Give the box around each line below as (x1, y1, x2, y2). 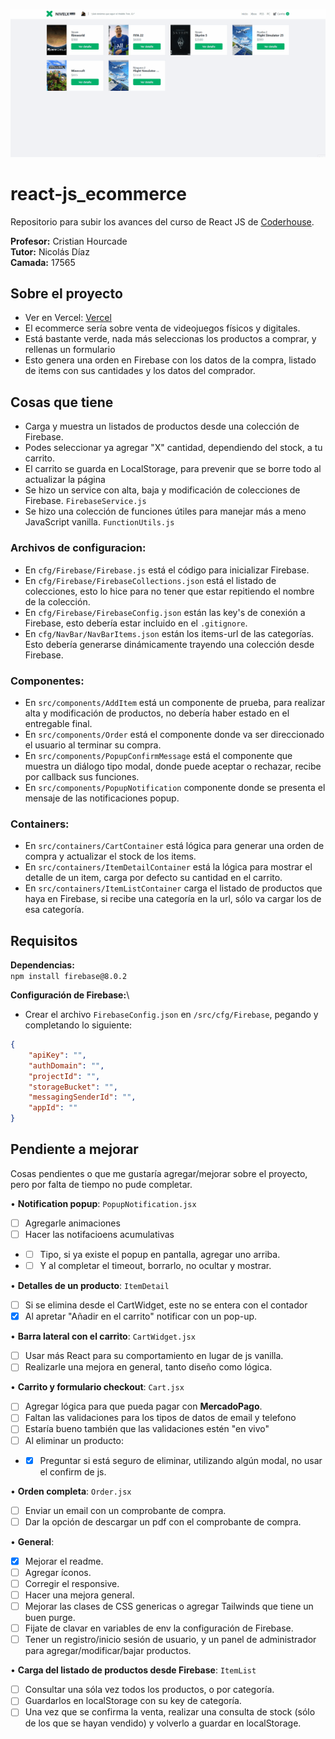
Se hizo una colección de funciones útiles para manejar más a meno (24, 505, 307, 518)
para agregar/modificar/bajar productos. (24, 1645, 192, 1657)
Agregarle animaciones (24, 1217, 121, 1229)
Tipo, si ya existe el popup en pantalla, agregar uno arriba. (39, 1248, 281, 1260)
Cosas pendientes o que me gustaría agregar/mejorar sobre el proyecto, (10, 1167, 308, 1179)
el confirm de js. (39, 1465, 107, 1478)
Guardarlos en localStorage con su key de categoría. (24, 1695, 242, 1707)
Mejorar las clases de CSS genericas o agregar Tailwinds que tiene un (24, 1600, 314, 1612)
